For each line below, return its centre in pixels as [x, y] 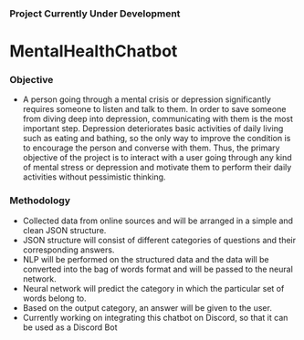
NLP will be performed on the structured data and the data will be [146, 259]
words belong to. [54, 298]
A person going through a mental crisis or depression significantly [147, 99]
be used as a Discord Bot [70, 327]
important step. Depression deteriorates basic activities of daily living [153, 129]
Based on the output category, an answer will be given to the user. [147, 307]
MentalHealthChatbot [94, 52]
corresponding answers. [68, 250]
